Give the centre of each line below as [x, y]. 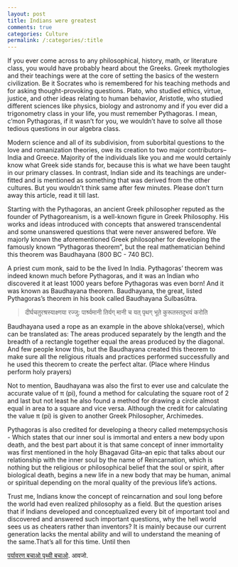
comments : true [30, 27]
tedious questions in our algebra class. [64, 129]
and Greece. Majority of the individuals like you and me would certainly [127, 158]
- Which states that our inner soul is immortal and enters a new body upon [116, 438]
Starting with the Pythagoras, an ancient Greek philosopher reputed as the [116, 209]
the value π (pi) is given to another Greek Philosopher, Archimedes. [106, 416]
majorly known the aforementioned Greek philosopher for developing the [114, 240]
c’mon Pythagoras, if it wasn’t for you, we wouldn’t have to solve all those [115, 121]
